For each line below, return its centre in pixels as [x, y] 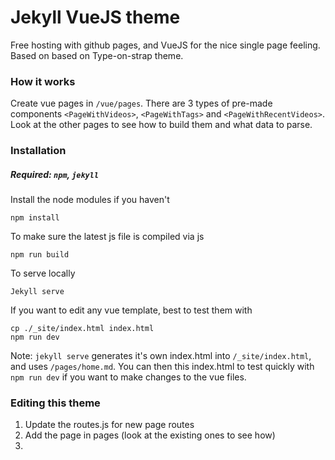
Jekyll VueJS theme [95, 17]
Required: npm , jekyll [55, 174]
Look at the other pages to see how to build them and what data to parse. [161, 125]
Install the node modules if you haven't [90, 200]
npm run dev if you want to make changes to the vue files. [128, 377]
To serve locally [43, 273]
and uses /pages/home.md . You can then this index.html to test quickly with [162, 367]
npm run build [40, 255]
